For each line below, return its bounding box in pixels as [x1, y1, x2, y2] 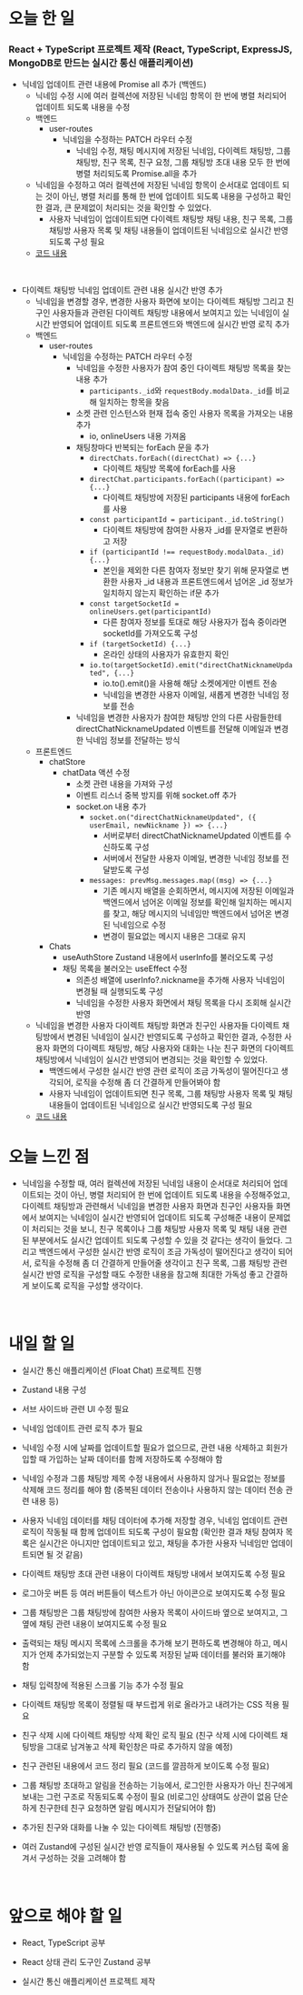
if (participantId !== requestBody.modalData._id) [89, 547, 285, 557]
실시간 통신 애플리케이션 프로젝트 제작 [21, 1976, 156, 1987]
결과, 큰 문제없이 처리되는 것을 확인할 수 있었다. [44, 202, 212, 214]
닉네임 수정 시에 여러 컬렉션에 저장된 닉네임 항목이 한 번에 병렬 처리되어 [34, 90, 288, 101]
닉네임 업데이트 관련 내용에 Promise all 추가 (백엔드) [21, 79, 207, 90]
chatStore [48, 757, 86, 767]
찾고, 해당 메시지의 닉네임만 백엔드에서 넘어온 [112, 908, 273, 919]
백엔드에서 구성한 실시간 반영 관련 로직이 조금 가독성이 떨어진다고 [48, 1066, 279, 1077]
